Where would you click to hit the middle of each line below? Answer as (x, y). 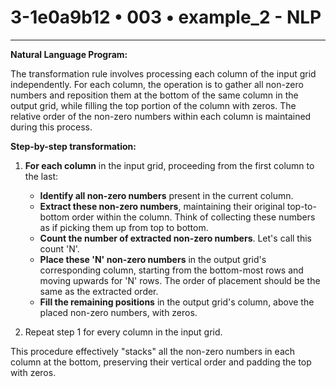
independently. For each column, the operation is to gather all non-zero (157, 84)
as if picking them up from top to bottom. (124, 227)
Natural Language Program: (69, 54)
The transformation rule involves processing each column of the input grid (163, 73)
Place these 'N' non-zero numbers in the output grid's (153, 259)
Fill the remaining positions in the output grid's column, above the (177, 302)
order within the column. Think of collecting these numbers (193, 217)
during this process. (51, 127)
